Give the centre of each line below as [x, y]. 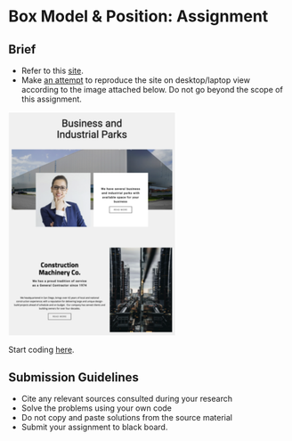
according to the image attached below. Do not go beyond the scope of [152, 90]
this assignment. [51, 99]
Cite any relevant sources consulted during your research [127, 399]
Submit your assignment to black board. [94, 427]
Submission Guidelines [74, 377]
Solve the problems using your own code [97, 408]
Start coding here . [41, 349]
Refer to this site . [52, 70]
